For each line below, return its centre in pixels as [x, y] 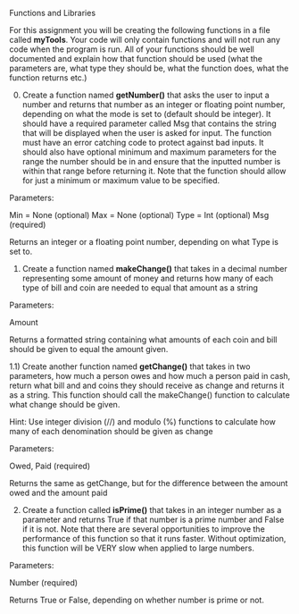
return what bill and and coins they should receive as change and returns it [147, 385]
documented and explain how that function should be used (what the [136, 59]
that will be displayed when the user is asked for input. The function [147, 133]
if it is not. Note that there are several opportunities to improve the [143, 529]
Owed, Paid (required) [50, 466]
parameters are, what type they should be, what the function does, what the [149, 68]
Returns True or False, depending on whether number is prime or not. [137, 600]
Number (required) [44, 583]
